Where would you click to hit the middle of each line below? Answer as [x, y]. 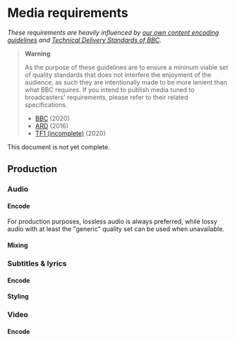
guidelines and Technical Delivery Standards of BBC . [85, 39]
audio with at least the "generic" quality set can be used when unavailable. [116, 229]
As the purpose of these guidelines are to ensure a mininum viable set [126, 67]
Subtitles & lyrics [37, 263]
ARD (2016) [52, 125]
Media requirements [68, 13]
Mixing [18, 245]
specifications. [46, 104]
